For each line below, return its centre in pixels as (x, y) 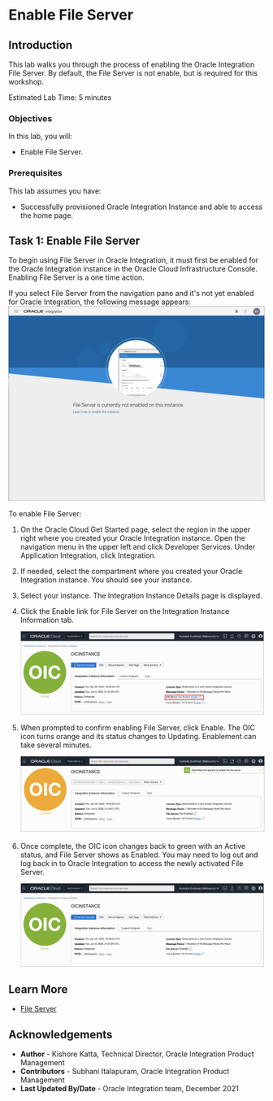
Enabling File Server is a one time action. (76, 277)
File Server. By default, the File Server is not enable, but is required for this (133, 73)
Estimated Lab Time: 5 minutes (60, 98)
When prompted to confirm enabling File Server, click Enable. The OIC (138, 727)
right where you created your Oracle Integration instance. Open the (132, 538)
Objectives (30, 118)
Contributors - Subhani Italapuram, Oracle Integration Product (125, 1072)
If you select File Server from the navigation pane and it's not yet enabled (131, 294)
